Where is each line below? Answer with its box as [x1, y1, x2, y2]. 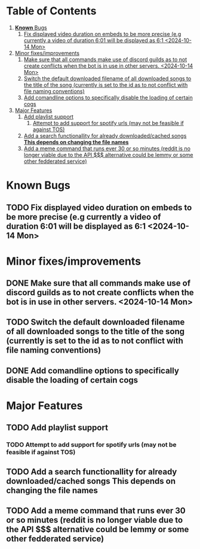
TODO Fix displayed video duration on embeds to [6, 202, 192, 213]
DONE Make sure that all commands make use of [6, 278, 191, 289]
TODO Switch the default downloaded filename [6, 317, 185, 327]
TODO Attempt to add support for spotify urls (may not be [6, 441, 177, 449]
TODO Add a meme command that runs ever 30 [6, 506, 186, 516]
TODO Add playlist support [6, 423, 109, 433]
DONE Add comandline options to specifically [6, 365, 179, 375]
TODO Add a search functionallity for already [6, 466, 177, 477]
